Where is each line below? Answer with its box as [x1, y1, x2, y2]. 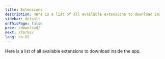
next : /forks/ [5, 30, 34, 35]
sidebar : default [5, 16, 41, 21]
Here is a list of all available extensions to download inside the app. [5, 48, 141, 54]
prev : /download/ [5, 26, 41, 30]
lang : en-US [5, 35, 29, 40]
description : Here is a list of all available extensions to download [5, 12, 153, 17]
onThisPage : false [5, 21, 43, 26]
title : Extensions [5, 7, 43, 12]
